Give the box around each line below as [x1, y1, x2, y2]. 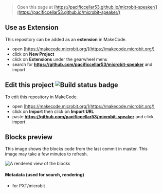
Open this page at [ [17, 4, 56, 10]
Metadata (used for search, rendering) [5, 172, 84, 178]
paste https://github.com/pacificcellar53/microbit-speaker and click [12, 113, 154, 119]
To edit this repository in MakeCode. [5, 94, 78, 100]
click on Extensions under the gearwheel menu [12, 56, 108, 62]
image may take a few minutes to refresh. [5, 151, 88, 157]
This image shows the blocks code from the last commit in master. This [5, 146, 148, 152]
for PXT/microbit [12, 183, 45, 189]
